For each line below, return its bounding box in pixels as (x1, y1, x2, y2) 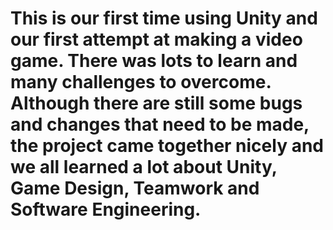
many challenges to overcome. (10, 71, 272, 94)
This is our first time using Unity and (10, 7, 318, 30)
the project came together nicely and (10, 135, 324, 157)
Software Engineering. (10, 198, 202, 221)
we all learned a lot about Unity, (10, 156, 278, 179)
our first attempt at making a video (10, 28, 303, 51)
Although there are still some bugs (10, 92, 303, 115)
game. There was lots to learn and (10, 50, 298, 72)
